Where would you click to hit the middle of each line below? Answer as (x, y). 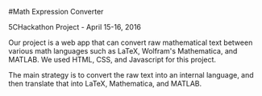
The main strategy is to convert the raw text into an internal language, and (131, 75)
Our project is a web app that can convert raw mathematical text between (131, 42)
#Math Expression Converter (56, 12)
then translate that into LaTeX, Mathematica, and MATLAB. (105, 84)
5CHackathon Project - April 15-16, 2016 (75, 27)
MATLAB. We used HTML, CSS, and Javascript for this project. (112, 60)
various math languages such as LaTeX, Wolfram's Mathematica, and (123, 51)
